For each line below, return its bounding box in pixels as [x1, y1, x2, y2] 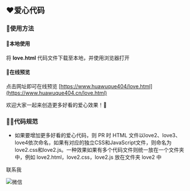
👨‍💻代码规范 [6, 117, 38, 126]
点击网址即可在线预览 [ [6, 82, 61, 89]
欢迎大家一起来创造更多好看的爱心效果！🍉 [6, 101, 107, 108]
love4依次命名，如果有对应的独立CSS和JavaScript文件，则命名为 [14, 139, 172, 146]
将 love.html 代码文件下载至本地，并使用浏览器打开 [6, 54, 130, 61]
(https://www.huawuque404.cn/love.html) [6, 89, 107, 96]
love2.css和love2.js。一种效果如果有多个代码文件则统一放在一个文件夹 [14, 147, 185, 154]
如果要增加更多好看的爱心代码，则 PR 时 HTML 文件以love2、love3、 [14, 132, 181, 139]
